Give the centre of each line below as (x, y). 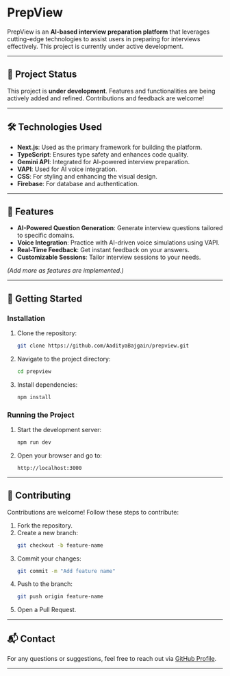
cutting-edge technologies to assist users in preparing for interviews (104, 38)
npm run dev (34, 442)
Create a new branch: (48, 532)
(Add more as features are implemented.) (66, 271)
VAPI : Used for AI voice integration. (67, 169)
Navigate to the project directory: (64, 359)
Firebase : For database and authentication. (78, 183)
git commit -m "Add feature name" (66, 571)
